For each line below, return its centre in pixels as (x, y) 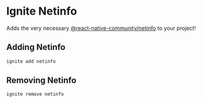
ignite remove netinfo (35, 94)
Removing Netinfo (41, 80)
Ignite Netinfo (42, 11)
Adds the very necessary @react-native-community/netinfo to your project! (101, 28)
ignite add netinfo (31, 61)
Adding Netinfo (36, 47)
